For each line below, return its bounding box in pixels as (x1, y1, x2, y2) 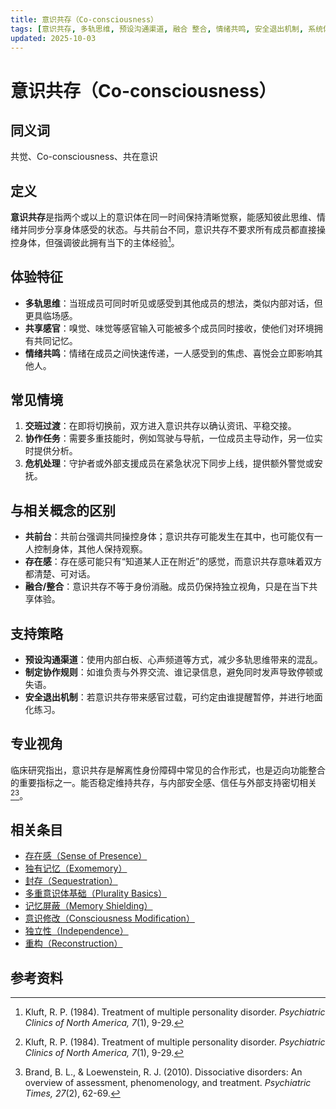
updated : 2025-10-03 (10, 33, 97, 43)
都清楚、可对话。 (24, 568, 96, 580)
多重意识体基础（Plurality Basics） (24, 887, 168, 900)
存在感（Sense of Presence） (24, 850, 148, 862)
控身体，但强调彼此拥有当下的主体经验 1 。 (10, 235, 180, 248)
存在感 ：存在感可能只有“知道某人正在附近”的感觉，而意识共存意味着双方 (24, 556, 323, 568)
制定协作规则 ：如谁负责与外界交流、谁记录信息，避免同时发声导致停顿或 (24, 666, 323, 678)
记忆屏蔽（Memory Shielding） (24, 900, 153, 912)
